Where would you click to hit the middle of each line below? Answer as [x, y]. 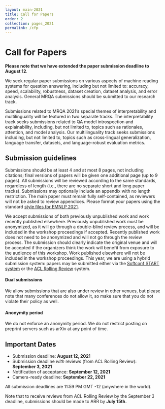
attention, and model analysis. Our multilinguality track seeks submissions [80, 132]
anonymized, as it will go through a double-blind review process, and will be [82, 227]
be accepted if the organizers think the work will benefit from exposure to [80, 247]
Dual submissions [24, 280]
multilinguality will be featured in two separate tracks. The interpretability [79, 117]
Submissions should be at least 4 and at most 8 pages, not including [74, 170]
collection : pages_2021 [30, 23]
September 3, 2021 [32, 367]
